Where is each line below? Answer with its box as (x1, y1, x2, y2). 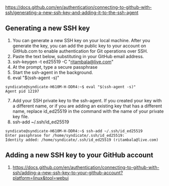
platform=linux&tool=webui (12, 175, 69, 181)
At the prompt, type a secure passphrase (12, 64, 98, 70)
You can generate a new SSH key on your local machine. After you (12, 37, 150, 43)
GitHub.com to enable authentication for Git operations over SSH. (12, 48, 148, 54)
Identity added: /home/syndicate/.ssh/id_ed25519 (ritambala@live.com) (5, 137, 158, 142)
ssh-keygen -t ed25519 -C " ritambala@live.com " (12, 59, 114, 65)
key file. (12, 113, 29, 119)
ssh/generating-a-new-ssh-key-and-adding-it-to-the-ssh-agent (5, 10, 139, 16)
